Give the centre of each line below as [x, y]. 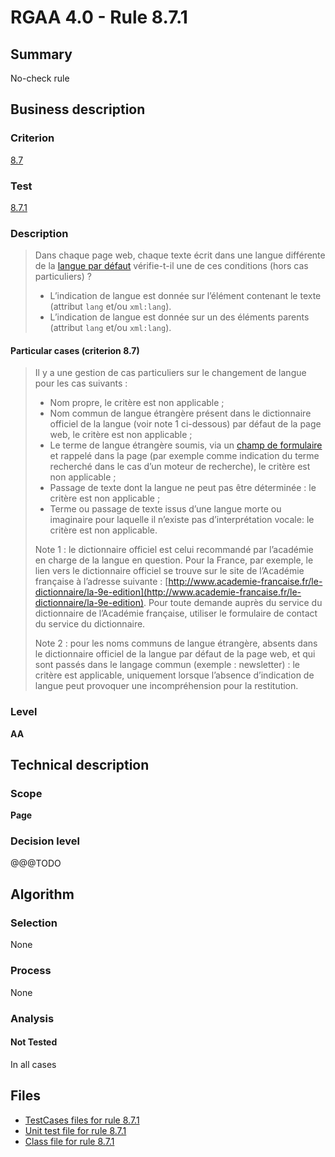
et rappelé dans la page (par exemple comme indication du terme [184, 456]
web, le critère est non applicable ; [121, 435]
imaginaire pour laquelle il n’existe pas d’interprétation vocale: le [182, 520]
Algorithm [42, 894]
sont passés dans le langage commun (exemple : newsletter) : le [167, 665]
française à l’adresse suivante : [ [101, 582]
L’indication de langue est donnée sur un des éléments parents [179, 317]
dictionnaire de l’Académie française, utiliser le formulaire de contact [176, 613]
